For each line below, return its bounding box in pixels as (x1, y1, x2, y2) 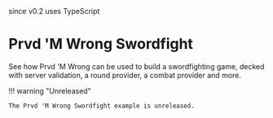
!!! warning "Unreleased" (8, 85, 91, 95)
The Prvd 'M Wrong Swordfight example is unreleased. (8, 102, 196, 110)
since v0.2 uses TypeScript (8, 7, 100, 15)
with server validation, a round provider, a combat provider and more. (8, 70, 242, 80)
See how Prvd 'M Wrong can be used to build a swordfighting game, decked (8, 61, 265, 71)
